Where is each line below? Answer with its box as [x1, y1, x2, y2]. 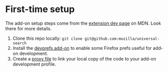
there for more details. [5, 25, 52, 31]
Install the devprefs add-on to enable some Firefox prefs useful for [12, 45, 152, 51]
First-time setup [5, 4, 75, 15]
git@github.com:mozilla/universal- [84, 36, 160, 41]
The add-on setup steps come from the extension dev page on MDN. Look [5, 20, 161, 26]
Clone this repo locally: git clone [12, 35, 83, 41]
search [12, 40, 27, 46]
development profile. [12, 61, 56, 67]
